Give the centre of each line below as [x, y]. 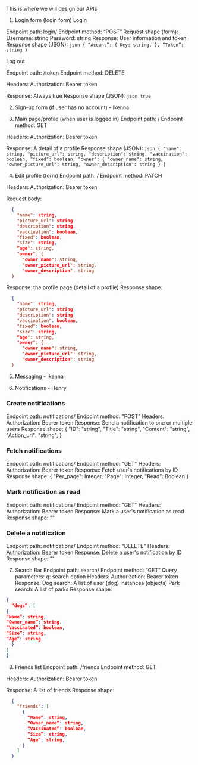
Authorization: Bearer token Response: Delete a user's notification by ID [94, 552]
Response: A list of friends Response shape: [60, 690]
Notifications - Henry [40, 388]
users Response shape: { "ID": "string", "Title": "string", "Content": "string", [98, 429]
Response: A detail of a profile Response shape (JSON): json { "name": [94, 148]
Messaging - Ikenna [39, 376]
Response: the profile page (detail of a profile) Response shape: [84, 287]
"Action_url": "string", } [34, 435]
